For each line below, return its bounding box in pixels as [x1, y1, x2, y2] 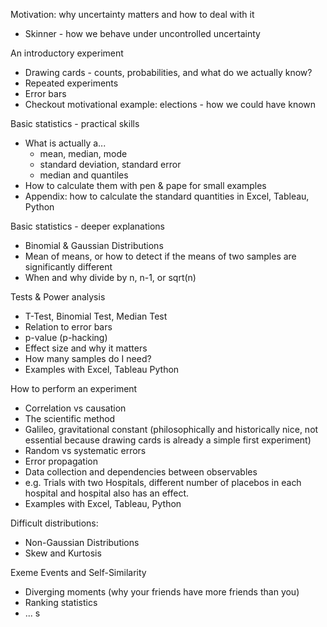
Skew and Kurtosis [24, 547, 102, 559]
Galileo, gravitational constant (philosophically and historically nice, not [24, 424, 319, 435]
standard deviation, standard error [39, 159, 182, 170]
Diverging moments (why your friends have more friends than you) [24, 586, 300, 598]
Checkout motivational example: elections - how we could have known [24, 99, 317, 110]
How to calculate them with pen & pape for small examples [24, 180, 267, 191]
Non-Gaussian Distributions [24, 537, 140, 548]
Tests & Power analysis [10, 291, 106, 303]
